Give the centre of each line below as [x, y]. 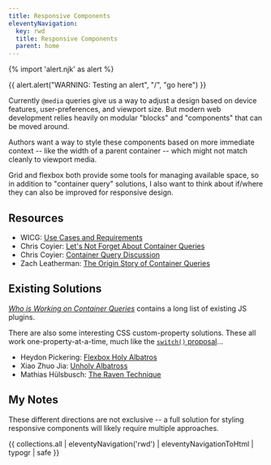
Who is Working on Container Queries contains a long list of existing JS [128, 308]
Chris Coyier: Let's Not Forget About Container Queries [112, 246]
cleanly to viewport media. [53, 160]
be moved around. [39, 127]
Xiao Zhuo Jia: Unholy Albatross [74, 365]
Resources [36, 218]
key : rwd [30, 31]
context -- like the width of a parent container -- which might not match [128, 151]
